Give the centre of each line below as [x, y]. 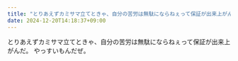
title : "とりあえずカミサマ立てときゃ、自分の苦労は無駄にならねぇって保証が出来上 [115, 14]
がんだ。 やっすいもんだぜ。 [49, 50]
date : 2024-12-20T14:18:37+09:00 [57, 21]
